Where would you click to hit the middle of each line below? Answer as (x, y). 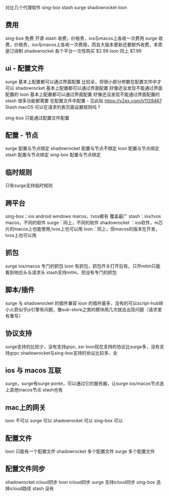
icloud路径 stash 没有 (32, 488)
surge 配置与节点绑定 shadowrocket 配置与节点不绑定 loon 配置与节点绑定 (82, 148)
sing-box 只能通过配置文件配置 (37, 118)
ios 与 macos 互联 (33, 370)
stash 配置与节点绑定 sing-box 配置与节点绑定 (53, 155)
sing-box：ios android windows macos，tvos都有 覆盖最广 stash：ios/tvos (83, 216)
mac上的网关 (26, 407)
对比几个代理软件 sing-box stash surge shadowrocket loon (66, 7)
